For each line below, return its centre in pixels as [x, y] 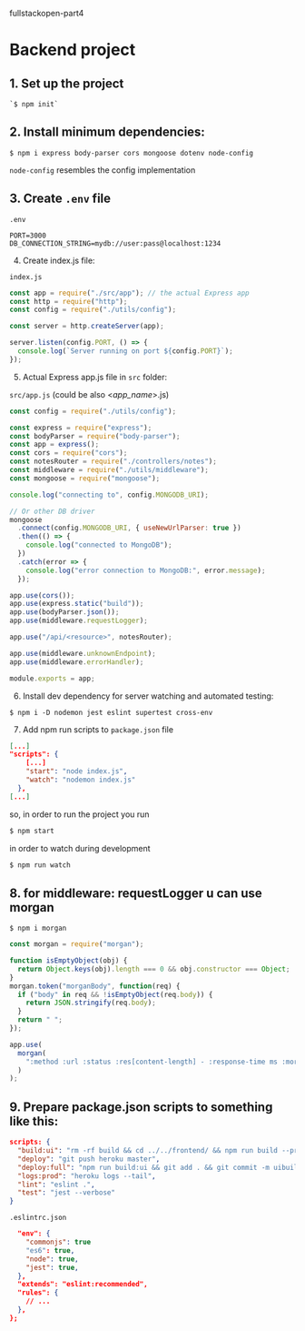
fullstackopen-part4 [47, 13]
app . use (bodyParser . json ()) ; [64, 612]
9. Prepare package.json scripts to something [141, 1107]
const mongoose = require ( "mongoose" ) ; [85, 478]
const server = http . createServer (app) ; [87, 327]
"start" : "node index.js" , [77, 771]
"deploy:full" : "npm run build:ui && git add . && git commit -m [144, 1167]
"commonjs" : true [59, 1242]
